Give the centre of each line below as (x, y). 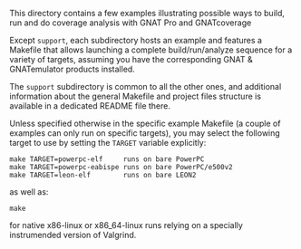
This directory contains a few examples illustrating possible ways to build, (147, 13)
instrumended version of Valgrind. (73, 235)
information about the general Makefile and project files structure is (135, 96)
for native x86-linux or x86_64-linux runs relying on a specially (126, 225)
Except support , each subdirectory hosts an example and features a (136, 40)
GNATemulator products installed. (73, 69)
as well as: (29, 192)
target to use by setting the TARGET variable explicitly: (108, 143)
